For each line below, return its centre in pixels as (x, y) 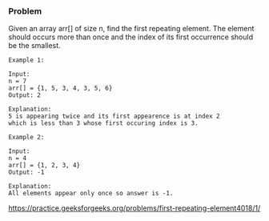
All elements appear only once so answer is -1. (91, 194)
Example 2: (26, 138)
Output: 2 (25, 95)
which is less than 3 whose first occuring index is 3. (103, 123)
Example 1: (26, 60)
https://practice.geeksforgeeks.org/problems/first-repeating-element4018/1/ (134, 208)
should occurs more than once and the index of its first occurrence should (131, 37)
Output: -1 (26, 173)
